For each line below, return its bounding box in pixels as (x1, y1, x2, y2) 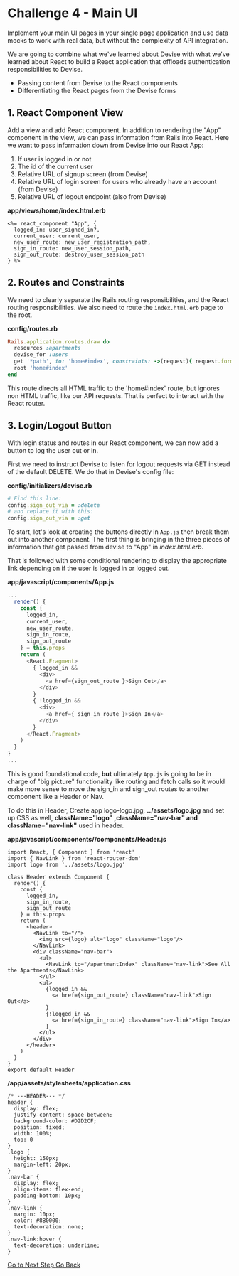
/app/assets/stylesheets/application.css (7, 1078, 132, 1087)
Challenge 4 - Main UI (7, 5, 138, 21)
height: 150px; (14, 1154, 59, 1162)
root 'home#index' (14, 365, 69, 372)
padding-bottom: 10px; (14, 1192, 81, 1199)
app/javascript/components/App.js (7, 578, 115, 586)
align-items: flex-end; (14, 1186, 84, 1193)
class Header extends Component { (7, 873, 110, 881)
